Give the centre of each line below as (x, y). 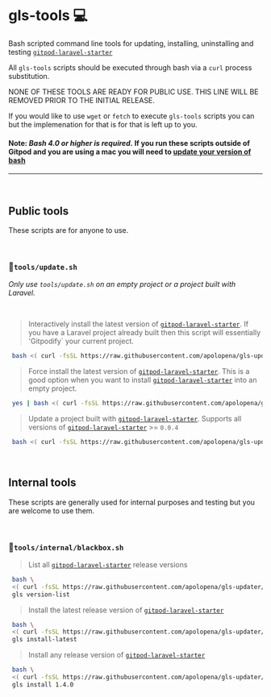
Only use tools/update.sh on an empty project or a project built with (122, 284)
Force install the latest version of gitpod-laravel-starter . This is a (139, 371)
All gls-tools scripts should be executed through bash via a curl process (130, 67)
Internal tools (42, 483)
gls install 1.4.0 (43, 685)
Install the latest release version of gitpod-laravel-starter (126, 610)
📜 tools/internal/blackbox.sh (66, 547)
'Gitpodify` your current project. (81, 341)
